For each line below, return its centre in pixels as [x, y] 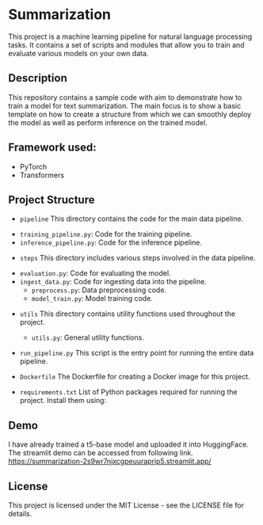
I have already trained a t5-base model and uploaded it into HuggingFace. [129, 444]
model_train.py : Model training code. [92, 299]
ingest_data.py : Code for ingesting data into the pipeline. [113, 282]
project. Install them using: [63, 401]
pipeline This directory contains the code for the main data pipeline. [131, 219]
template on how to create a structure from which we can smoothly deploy [130, 114]
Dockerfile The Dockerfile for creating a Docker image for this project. [135, 377]
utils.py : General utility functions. [88, 337]
